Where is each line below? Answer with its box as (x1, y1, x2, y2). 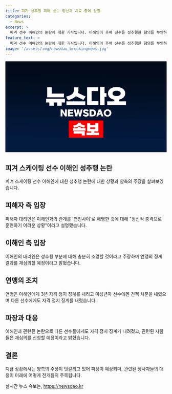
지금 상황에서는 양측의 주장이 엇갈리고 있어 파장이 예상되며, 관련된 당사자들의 (5, 366, 159, 372)
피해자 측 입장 (5, 201, 46, 210)
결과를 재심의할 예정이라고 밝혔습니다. (5, 259, 81, 266)
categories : (5, 13, 31, 19)
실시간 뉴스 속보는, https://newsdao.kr (5, 383, 83, 389)
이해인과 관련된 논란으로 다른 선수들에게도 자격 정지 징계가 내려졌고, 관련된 (5, 328, 155, 334)
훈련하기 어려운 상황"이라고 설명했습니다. (5, 222, 87, 228)
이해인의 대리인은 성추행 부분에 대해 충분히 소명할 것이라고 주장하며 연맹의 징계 (5, 253, 163, 259)
